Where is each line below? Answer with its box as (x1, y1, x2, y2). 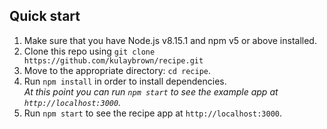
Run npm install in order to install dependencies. (23, 75, 227, 87)
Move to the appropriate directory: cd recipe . (23, 64, 212, 76)
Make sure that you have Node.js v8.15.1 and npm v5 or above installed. (23, 34, 317, 46)
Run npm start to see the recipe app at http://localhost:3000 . (23, 107, 283, 119)
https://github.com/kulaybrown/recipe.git (23, 55, 204, 66)
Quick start (9, 8, 81, 25)
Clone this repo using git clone (23, 45, 156, 57)
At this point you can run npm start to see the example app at (23, 85, 279, 98)
